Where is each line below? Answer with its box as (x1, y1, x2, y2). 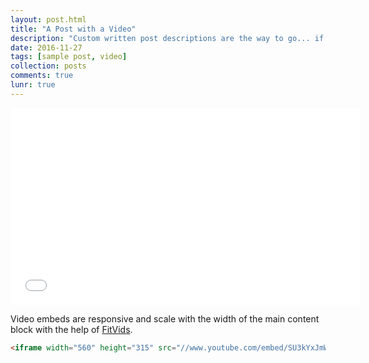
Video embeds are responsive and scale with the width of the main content (10, 312, 320, 325)
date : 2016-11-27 (10, 42, 83, 53)
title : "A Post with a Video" (10, 24, 137, 34)
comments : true (10, 71, 74, 81)
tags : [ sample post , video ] (10, 52, 128, 62)
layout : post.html (10, 14, 87, 25)
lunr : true (10, 80, 56, 90)
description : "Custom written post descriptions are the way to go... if (10, 33, 325, 43)
